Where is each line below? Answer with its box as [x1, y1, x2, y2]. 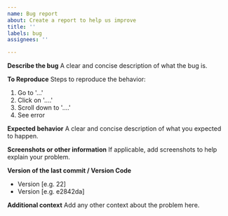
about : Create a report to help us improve [7, 17, 137, 24]
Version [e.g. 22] [17, 180, 67, 189]
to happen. [7, 132, 39, 141]
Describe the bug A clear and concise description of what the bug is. [7, 62, 208, 70]
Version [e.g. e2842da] [17, 187, 85, 196]
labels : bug [7, 29, 42, 37]
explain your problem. [7, 153, 70, 161]
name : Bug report [7, 10, 58, 17]
